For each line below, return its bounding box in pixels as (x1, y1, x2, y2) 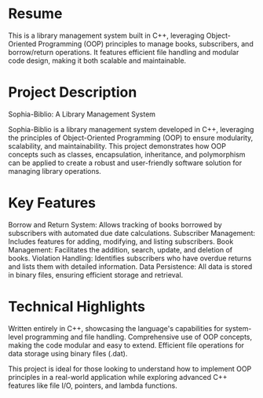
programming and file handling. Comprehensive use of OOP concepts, (24, 332, 253, 341)
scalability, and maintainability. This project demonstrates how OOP (8, 141, 226, 150)
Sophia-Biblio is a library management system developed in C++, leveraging (8, 124, 254, 134)
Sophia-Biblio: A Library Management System (8, 109, 155, 119)
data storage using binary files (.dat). (8, 348, 128, 358)
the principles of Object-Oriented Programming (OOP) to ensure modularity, (8, 133, 254, 142)
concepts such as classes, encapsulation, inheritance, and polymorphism (8, 149, 246, 159)
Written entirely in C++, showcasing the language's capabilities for (8, 323, 224, 333)
